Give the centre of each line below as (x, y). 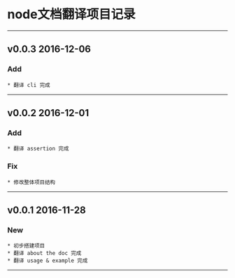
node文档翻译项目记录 (71, 14)
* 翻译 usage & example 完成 (48, 261)
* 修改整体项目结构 (31, 182)
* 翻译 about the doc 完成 (44, 253)
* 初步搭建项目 (26, 246)
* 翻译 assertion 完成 (38, 149)
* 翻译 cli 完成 (29, 85)
